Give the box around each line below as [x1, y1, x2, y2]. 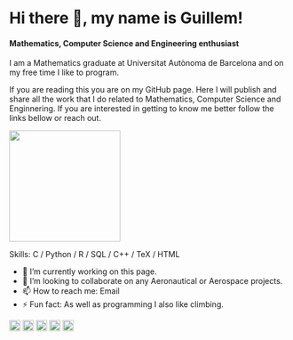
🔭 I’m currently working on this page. [21, 266, 157, 277]
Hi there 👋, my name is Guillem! [9, 8, 244, 28]
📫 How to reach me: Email [21, 286, 120, 296]
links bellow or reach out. [9, 113, 102, 124]
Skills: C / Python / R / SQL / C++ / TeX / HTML [9, 249, 180, 260]
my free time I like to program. [9, 67, 120, 78]
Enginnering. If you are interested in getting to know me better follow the [9, 103, 275, 114]
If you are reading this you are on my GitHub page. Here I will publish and [9, 85, 277, 95]
